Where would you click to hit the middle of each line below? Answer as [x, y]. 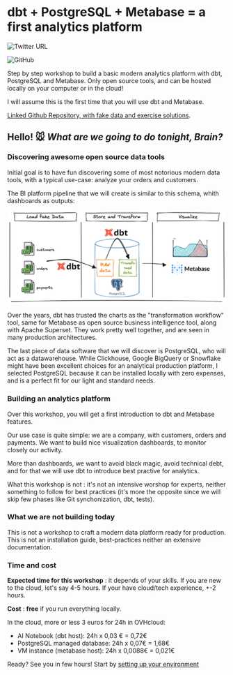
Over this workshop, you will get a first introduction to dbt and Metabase [111, 414]
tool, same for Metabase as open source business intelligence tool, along [112, 322]
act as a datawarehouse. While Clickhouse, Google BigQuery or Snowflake [114, 358]
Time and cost [32, 565]
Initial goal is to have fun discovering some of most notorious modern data [114, 172]
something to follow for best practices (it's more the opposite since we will [114, 491]
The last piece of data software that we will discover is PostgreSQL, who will [116, 351]
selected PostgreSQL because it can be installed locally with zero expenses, [116, 373]
